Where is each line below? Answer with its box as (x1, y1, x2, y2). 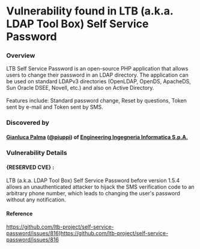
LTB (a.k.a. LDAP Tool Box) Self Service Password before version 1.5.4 (6, 177, 180, 184)
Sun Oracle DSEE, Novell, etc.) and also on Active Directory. (6, 84, 154, 92)
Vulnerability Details (6, 148, 67, 157)
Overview (6, 51, 35, 60)
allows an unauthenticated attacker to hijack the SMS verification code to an (6, 183, 195, 191)
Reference (6, 210, 33, 217)
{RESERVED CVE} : (6, 163, 55, 171)
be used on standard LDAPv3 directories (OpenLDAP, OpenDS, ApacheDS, (6, 78, 191, 85)
